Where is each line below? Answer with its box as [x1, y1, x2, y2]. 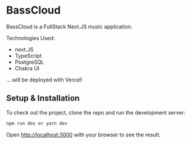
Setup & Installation [6, 93, 80, 103]
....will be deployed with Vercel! [6, 76, 82, 83]
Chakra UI [14, 64, 40, 71]
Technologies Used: [6, 34, 55, 41]
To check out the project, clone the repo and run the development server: [6, 109, 186, 116]
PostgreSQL [14, 58, 44, 66]
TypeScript [14, 52, 42, 59]
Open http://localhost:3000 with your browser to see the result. [6, 131, 161, 138]
